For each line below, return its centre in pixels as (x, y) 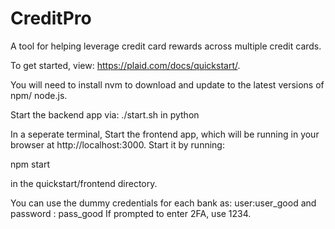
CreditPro (51, 18)
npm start (30, 164)
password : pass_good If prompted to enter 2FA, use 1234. (131, 213)
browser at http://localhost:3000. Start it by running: (117, 144)
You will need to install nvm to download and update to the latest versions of (167, 84)
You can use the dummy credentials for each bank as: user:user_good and (163, 203)
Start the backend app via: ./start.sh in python (105, 114)
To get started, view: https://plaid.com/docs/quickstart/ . (125, 65)
